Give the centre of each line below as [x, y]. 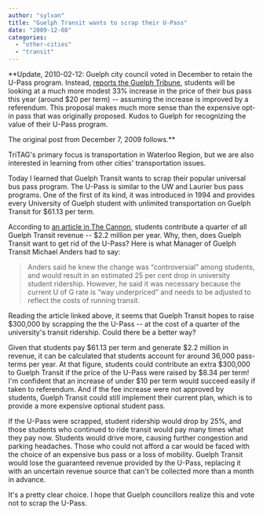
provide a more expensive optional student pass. [87, 406]
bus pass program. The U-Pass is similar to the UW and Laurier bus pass [126, 186]
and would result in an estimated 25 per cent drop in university [128, 275]
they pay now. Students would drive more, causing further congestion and [128, 438]
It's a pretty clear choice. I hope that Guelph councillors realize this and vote [131, 495]
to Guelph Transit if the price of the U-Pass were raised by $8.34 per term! [129, 373]
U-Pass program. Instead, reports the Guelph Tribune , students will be [122, 82]
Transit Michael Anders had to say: [64, 252]
